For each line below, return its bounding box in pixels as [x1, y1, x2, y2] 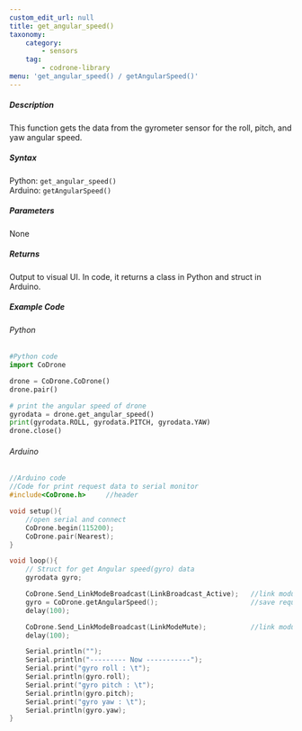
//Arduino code [9, 474, 67, 483]
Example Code [9, 302, 66, 312]
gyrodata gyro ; [25, 573, 83, 582]
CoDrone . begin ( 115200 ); [25, 523, 115, 532]
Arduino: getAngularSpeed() [9, 185, 112, 195]
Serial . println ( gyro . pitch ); [25, 689, 135, 698]
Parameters [9, 205, 55, 216]
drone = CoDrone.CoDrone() [9, 376, 111, 385]
